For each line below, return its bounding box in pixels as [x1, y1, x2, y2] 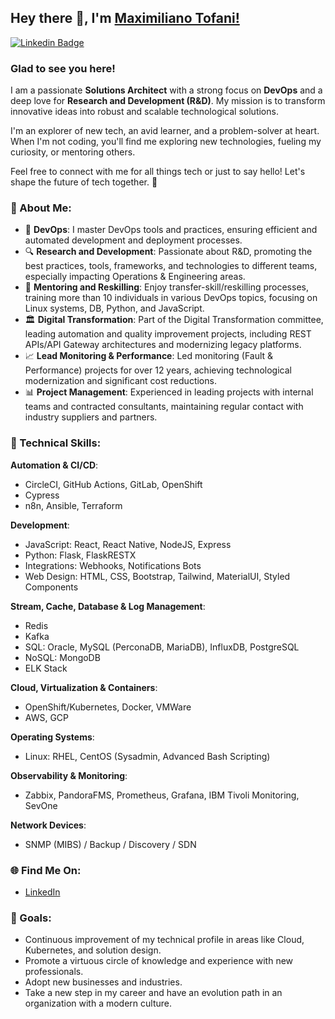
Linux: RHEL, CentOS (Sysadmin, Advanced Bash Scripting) [24, 750, 271, 762]
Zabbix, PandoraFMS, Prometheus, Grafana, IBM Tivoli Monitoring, [24, 789, 300, 801]
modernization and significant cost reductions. [24, 375, 217, 387]
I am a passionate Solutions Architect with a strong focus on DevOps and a [10, 84, 323, 96]
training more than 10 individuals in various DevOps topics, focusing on [24, 292, 318, 304]
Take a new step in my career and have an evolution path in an [24, 987, 283, 999]
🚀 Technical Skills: [10, 436, 102, 450]
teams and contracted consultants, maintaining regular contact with [24, 401, 304, 413]
